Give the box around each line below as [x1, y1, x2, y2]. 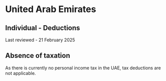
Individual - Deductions [5, 24, 80, 32]
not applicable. [5, 70, 36, 76]
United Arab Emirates [5, 4, 97, 15]
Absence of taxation [5, 51, 70, 60]
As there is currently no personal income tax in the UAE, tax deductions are [5, 64, 161, 71]
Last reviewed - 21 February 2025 [5, 37, 75, 43]
